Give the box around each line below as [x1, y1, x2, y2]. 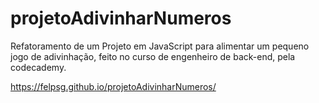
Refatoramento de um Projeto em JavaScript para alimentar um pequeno [10, 40, 310, 52]
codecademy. [10, 61, 67, 73]
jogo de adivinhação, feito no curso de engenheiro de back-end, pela [10, 50, 296, 62]
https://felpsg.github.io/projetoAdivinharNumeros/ [10, 80, 217, 92]
